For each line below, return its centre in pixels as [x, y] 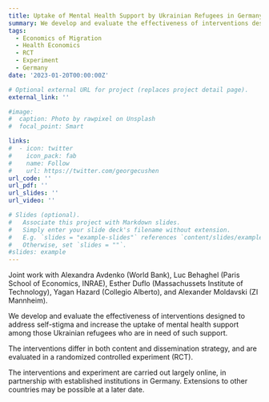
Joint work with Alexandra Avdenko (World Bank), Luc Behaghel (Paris [124, 275]
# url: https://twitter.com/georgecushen [84, 171]
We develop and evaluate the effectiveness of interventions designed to [127, 316]
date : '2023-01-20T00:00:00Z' [59, 75]
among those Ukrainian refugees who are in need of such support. [118, 333]
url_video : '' [32, 201]
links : [19, 141]
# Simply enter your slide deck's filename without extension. [119, 230]
